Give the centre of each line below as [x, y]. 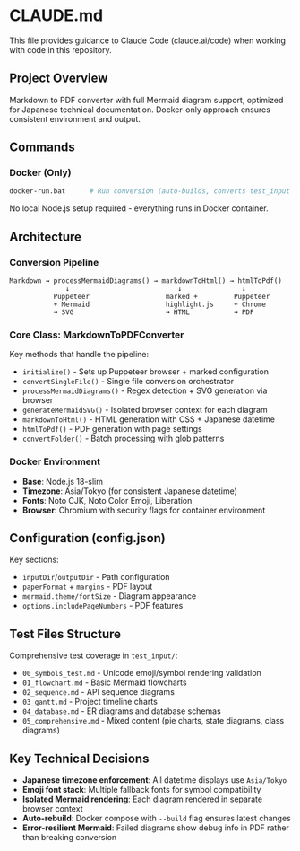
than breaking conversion [69, 838]
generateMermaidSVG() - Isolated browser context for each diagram [145, 410]
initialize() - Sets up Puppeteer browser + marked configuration [145, 372]
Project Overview [59, 79]
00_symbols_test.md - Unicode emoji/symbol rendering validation [141, 673]
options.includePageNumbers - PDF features [103, 606]
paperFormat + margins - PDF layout [87, 587]
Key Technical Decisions [79, 758]
